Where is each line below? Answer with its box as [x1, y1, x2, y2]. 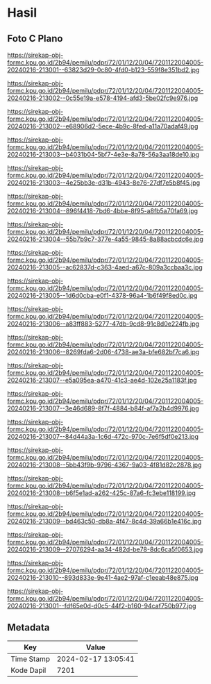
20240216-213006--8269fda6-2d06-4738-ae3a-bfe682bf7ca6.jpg [7, 348, 200, 356]
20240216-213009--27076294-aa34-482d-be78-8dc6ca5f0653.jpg [7, 545, 203, 553]
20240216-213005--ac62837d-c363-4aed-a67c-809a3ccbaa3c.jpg [7, 263, 203, 272]
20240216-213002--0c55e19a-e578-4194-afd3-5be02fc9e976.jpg [7, 94, 199, 102]
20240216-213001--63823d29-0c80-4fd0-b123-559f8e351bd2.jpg [7, 66, 200, 74]
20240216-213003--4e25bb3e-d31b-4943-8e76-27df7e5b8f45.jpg [7, 178, 201, 187]
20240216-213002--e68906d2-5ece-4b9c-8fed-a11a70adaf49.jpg [7, 122, 199, 130]
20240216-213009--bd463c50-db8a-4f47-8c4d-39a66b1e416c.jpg [7, 517, 202, 525]
